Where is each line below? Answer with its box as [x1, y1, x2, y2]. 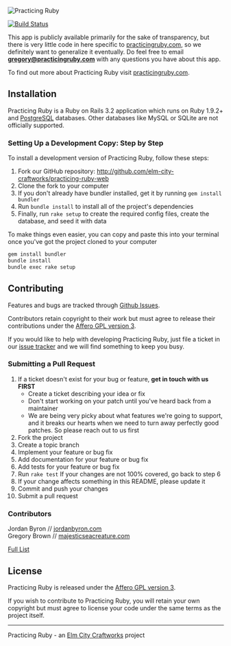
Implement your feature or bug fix [17, 447, 113, 456]
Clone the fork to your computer [17, 182, 109, 190]
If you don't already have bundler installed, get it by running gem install [17, 189, 222, 197]
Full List [8, 545, 30, 553]
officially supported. [8, 121, 64, 129]
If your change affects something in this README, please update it [17, 477, 206, 485]
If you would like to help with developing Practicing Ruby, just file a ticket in [8, 335, 220, 343]
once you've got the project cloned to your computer [8, 238, 157, 246]
